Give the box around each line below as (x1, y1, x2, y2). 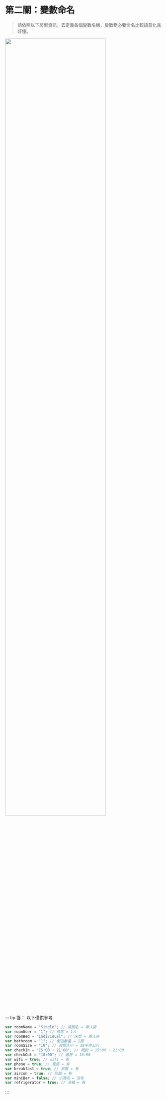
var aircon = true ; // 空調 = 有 (5, 1071, 72, 1076)
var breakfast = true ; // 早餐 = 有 (5, 1066, 79, 1071)
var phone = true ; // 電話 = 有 (5, 1062, 70, 1067)
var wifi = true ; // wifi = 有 (5, 1057, 70, 1062)
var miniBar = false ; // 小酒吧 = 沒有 (5, 1076, 84, 1081)
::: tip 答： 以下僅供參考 (5, 1014, 53, 1020)
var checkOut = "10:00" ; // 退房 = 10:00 (5, 1052, 91, 1058)
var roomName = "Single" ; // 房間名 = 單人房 (5, 1024, 97, 1029)
